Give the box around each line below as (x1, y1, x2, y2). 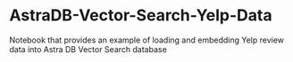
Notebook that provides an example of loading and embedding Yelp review (9, 35, 284, 45)
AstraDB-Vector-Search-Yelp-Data (9, 5, 272, 26)
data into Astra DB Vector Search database (9, 43, 167, 54)
